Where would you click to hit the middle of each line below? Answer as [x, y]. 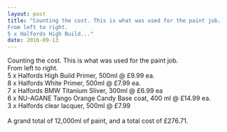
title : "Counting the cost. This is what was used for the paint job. [114, 21]
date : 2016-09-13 [33, 40]
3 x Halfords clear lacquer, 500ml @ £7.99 [69, 106]
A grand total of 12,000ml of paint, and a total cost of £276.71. [98, 121]
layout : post [27, 14]
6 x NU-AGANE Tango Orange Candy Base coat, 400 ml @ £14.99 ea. [109, 98]
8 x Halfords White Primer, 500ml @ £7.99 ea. [74, 83]
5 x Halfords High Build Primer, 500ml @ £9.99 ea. [81, 76]
